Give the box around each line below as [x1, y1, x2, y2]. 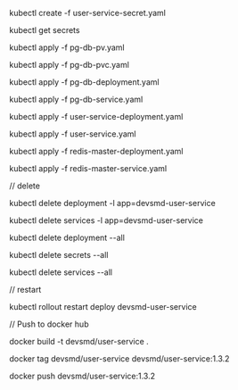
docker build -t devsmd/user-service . [9, 336, 149, 346]
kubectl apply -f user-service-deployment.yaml [9, 112, 184, 121]
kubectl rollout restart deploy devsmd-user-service [9, 302, 198, 311]
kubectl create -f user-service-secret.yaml [9, 8, 167, 18]
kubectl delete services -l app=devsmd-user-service [9, 215, 203, 226]
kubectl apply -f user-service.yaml [9, 129, 136, 139]
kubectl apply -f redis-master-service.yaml [9, 163, 168, 173]
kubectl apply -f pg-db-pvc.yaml [9, 60, 129, 70]
